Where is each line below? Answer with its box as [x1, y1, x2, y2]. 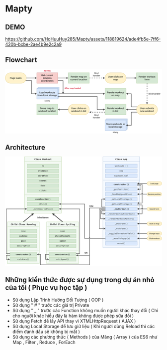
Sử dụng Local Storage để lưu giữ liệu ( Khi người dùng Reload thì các [12, 323, 155, 329]
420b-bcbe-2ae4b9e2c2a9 [5, 41, 62, 47]
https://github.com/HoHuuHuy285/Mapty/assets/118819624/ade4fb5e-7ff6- [5, 36, 161, 42]
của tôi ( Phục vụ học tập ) [5, 284, 87, 292]
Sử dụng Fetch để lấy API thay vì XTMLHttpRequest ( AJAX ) [12, 318, 136, 324]
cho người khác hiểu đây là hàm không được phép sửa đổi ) [12, 313, 134, 319]
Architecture [5, 143, 46, 152]
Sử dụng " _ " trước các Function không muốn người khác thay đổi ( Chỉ [12, 307, 158, 313]
